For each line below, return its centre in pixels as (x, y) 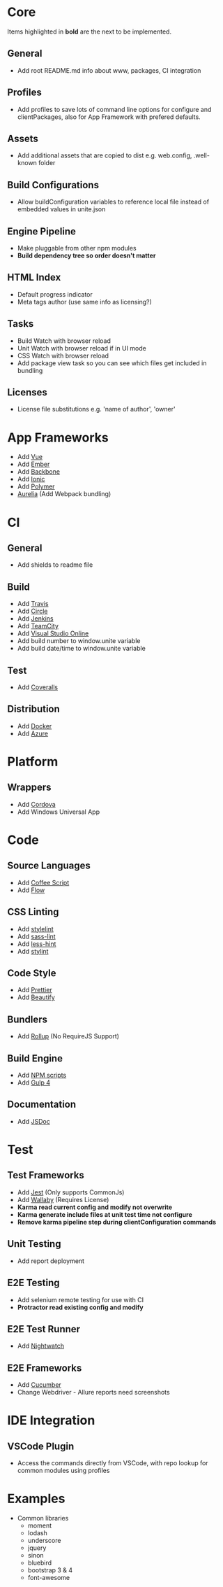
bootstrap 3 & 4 (50, 1570)
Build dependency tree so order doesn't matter (86, 255)
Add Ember (33, 464)
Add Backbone (39, 472)
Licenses (27, 393)
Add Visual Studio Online (53, 633)
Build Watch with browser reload (64, 341)
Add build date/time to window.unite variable (82, 649)
